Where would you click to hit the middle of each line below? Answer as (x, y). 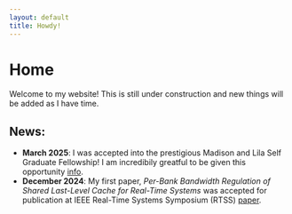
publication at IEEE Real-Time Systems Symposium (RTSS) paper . (142, 200)
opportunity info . (53, 172)
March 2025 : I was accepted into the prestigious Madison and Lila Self (152, 153)
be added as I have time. (54, 104)
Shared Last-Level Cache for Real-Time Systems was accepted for (145, 191)
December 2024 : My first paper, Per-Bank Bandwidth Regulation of (146, 181)
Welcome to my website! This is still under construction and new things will (146, 94)
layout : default (39, 17)
